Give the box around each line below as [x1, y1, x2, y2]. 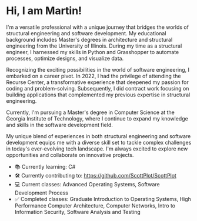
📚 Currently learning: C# [14, 163, 76, 170]
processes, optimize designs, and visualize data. [6, 55, 124, 62]
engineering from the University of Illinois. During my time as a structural [6, 42, 182, 49]
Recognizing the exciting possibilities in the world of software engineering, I [6, 66, 190, 73]
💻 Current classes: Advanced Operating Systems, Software [14, 180, 160, 187]
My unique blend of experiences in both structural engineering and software [6, 132, 191, 139]
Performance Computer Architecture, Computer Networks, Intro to [14, 202, 176, 209]
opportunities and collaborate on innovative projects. [6, 151, 134, 158]
